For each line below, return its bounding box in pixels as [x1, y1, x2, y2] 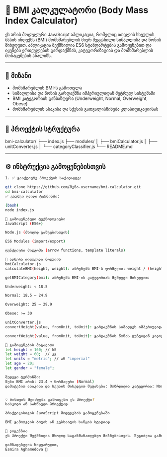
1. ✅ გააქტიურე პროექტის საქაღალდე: [5, 176, 82, 181]
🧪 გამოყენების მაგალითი [5, 342, 55, 347]
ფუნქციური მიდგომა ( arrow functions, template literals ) [5, 248, 126, 253]
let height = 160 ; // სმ [5, 347, 57, 352]
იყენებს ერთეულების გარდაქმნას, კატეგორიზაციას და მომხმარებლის [5, 47, 153, 53]
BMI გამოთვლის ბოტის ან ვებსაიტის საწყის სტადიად [5, 420, 110, 425]
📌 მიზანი [5, 72, 31, 80]
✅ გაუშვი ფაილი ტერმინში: [5, 194, 60, 199]
